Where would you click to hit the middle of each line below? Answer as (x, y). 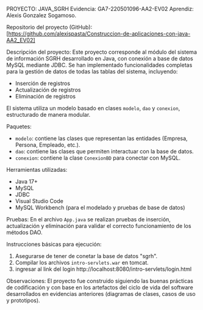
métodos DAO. (24, 232)
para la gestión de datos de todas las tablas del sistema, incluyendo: (92, 72)
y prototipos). (23, 300)
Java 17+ (26, 182)
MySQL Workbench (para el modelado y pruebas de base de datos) (100, 208)
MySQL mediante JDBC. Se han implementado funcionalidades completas (99, 65)
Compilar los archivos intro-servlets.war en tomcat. (82, 263)
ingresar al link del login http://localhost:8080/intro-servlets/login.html (103, 269)
